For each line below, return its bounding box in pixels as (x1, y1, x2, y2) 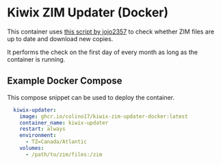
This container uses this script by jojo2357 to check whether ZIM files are (7, 27, 214, 36)
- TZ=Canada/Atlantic (25, 138, 88, 145)
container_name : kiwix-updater (19, 119, 109, 126)
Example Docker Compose (7, 75, 122, 87)
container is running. (7, 55, 66, 63)
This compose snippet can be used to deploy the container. (7, 93, 175, 101)
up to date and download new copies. (7, 34, 114, 42)
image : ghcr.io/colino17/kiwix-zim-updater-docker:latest (19, 113, 188, 120)
